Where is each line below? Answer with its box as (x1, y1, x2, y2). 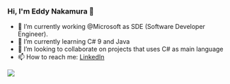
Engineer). (17, 30, 48, 38)
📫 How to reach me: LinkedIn (17, 53, 105, 61)
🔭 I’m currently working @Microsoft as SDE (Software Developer (17, 23, 205, 31)
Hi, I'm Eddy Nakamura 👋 (7, 6, 94, 16)
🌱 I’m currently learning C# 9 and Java (17, 37, 130, 46)
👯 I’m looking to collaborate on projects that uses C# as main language (17, 45, 224, 54)
